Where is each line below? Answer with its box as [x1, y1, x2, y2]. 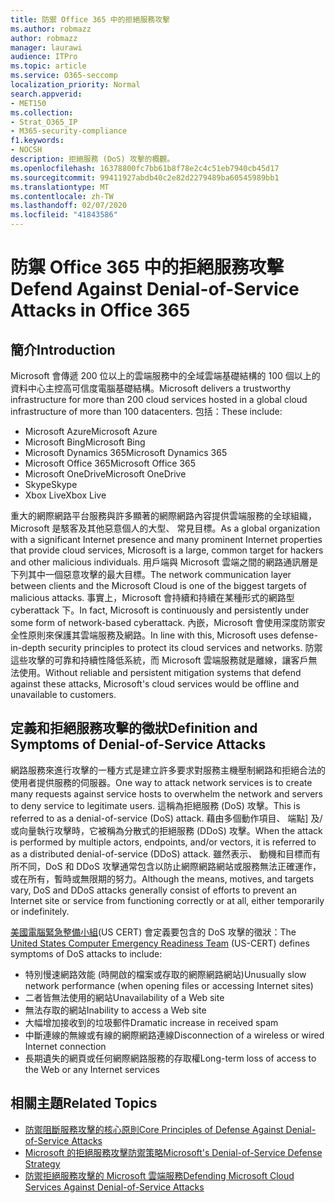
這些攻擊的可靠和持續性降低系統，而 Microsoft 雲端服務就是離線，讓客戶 [10, 654, 309, 666]
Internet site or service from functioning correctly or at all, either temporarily [10, 894, 325, 906]
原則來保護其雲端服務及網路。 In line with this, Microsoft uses [27, 629, 279, 641]
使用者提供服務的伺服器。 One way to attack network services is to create [10, 776, 313, 788]
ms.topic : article [10, 61, 87, 71]
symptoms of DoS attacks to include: [10, 947, 163, 960]
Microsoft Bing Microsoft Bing [24, 436, 146, 448]
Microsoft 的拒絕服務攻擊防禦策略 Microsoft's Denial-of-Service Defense [24, 1146, 323, 1158]
